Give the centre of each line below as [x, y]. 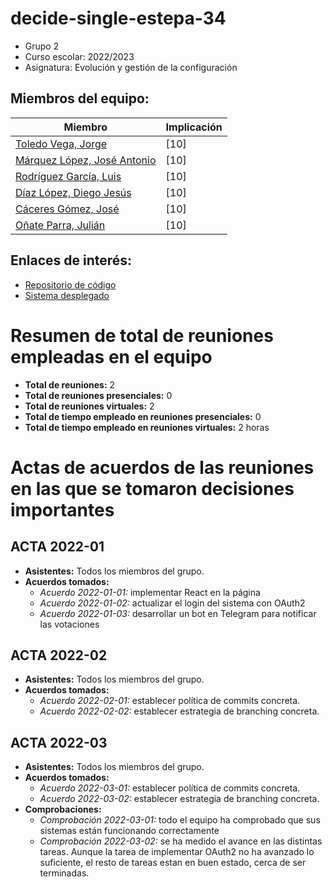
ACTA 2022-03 [59, 742]
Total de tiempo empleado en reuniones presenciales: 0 [143, 416]
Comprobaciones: [63, 809]
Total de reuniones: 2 [70, 384]
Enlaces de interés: [71, 260]
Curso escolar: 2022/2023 [79, 56]
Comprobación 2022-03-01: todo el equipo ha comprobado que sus [180, 820]
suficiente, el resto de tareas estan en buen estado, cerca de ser [173, 863]
